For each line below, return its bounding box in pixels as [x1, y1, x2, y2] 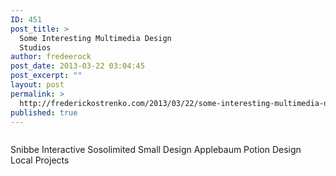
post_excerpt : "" [10, 71, 83, 81]
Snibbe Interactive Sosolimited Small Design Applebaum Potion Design [10, 144, 302, 156]
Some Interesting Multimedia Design [19, 33, 172, 43]
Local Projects [10, 154, 70, 166]
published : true [10, 107, 78, 118]
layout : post [10, 80, 65, 90]
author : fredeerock [10, 52, 92, 62]
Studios [19, 42, 52, 53]
